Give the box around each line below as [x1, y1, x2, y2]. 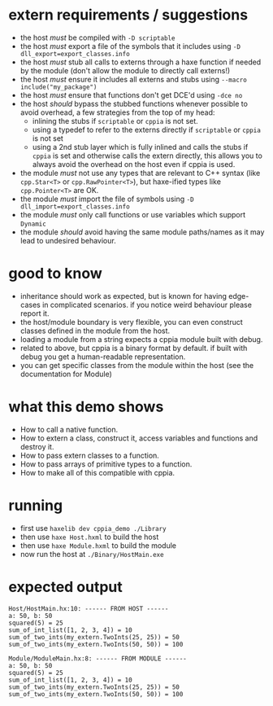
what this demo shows [8, 397, 164, 416]
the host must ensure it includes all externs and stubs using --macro [19, 74, 248, 84]
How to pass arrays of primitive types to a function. [19, 458, 193, 469]
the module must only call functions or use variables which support [19, 209, 246, 219]
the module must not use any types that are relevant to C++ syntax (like [19, 168, 261, 178]
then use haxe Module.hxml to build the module [19, 540, 177, 550]
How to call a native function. [19, 424, 119, 434]
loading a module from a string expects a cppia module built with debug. [19, 334, 263, 344]
